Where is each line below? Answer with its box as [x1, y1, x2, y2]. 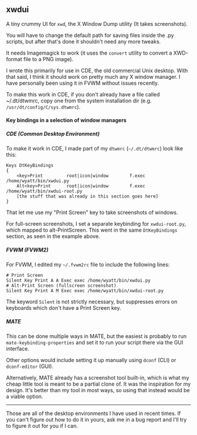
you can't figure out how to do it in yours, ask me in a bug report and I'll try [6, 416, 187, 423]
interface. [6, 345, 29, 352]
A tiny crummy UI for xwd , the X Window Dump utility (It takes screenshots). [6, 20, 188, 27]
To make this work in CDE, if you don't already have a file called [6, 91, 160, 98]
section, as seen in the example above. [6, 233, 100, 240]
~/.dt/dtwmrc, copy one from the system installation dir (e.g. [6, 97, 152, 104]
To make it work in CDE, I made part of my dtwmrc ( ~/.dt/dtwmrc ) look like [6, 145, 184, 152]
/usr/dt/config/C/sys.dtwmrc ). [6, 103, 81, 111]
